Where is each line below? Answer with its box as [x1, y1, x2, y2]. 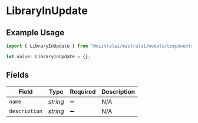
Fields [6, 70, 29, 80]
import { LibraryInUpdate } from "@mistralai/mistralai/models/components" [6, 43, 196, 49]
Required [70, 87, 96, 95]
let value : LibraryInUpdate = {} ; [6, 54, 91, 59]
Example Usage [6, 28, 65, 38]
